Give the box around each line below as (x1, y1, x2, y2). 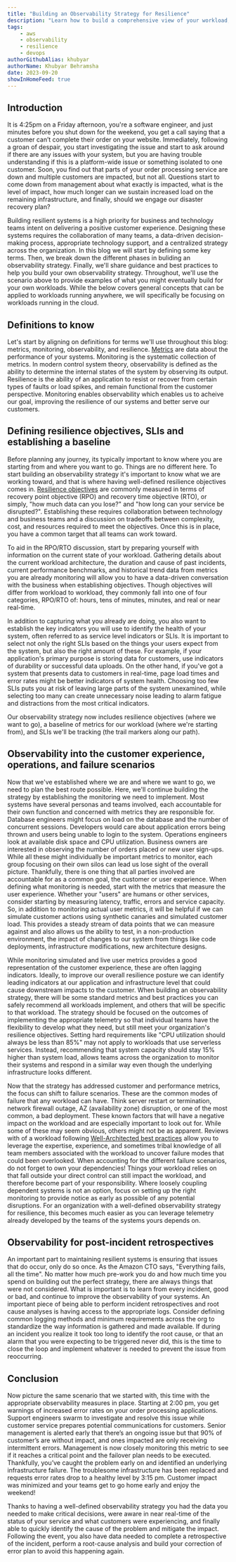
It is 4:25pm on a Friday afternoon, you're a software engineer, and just (7, 120, 213, 129)
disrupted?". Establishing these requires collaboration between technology (7, 507, 223, 516)
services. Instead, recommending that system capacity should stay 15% (7, 1046, 216, 1054)
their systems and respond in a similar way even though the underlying (7, 1060, 213, 1069)
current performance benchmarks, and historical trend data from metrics (7, 566, 218, 574)
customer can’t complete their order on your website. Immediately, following (7, 135, 228, 144)
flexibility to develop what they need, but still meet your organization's (7, 1023, 211, 1031)
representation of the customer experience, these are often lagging (7, 963, 202, 972)
